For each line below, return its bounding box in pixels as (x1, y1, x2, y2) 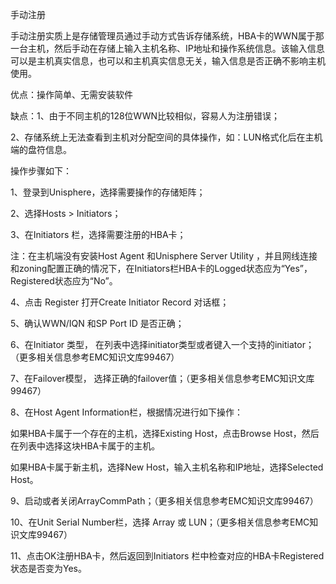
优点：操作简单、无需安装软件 (10, 89, 133, 100)
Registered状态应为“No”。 (10, 275, 118, 287)
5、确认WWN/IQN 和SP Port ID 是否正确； (10, 318, 185, 329)
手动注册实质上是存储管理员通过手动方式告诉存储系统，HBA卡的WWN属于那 (10, 30, 325, 42)
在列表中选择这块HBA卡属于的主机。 (10, 440, 161, 452)
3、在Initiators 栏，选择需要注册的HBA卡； (10, 229, 187, 240)
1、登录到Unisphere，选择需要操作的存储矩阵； (10, 186, 206, 198)
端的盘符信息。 (10, 144, 72, 155)
